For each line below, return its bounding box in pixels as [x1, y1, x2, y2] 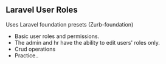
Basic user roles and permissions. [14, 33, 100, 40]
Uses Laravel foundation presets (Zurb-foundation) [5, 21, 134, 28]
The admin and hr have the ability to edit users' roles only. [14, 39, 161, 46]
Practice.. [14, 51, 39, 59]
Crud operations [14, 45, 56, 53]
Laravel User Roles [5, 5, 78, 15]
